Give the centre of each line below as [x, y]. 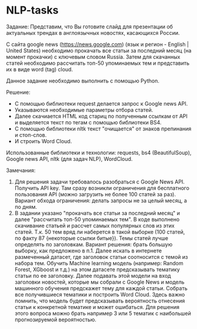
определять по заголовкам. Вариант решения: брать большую [94, 244]
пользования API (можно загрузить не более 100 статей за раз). [95, 194]
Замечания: [21, 170]
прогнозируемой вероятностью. [56, 320]
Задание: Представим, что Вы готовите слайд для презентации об [90, 27]
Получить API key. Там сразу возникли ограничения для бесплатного [102, 188]
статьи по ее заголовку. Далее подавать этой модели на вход [93, 275]
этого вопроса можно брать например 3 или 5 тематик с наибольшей [103, 313]
